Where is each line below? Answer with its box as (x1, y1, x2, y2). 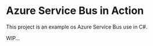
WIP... (6, 34, 20, 41)
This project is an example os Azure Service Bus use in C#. (6, 23, 148, 30)
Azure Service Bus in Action (6, 4, 144, 17)
